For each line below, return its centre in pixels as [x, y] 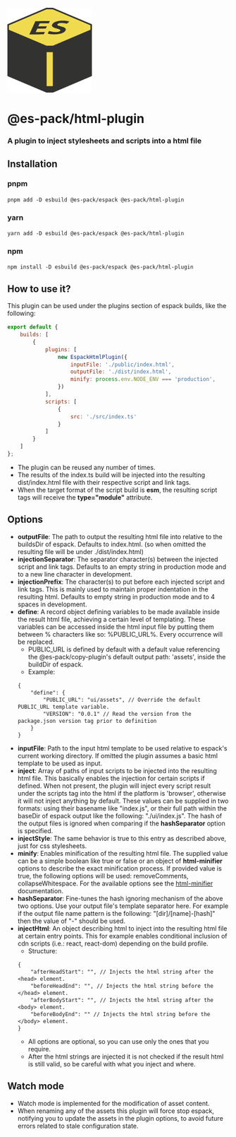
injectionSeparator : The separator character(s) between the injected [118, 559]
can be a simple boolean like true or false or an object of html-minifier [120, 861]
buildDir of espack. [55, 664]
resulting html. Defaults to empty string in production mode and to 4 [116, 596]
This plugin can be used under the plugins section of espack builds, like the [117, 306]
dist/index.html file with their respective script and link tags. [104, 482]
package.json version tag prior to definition [87, 721]
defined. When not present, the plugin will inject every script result [114, 786]
